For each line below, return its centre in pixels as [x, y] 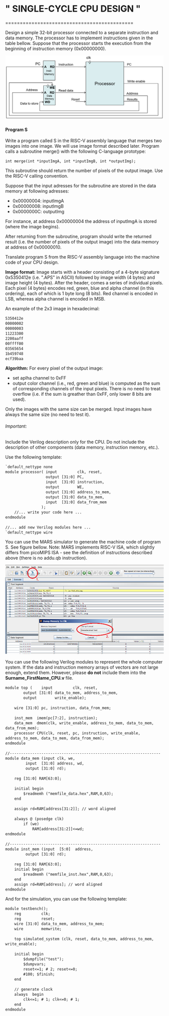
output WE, [65, 487]
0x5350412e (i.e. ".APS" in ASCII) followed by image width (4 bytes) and [80, 277]
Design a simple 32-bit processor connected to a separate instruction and [82, 32]
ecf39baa [14, 359]
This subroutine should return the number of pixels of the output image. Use [84, 171]
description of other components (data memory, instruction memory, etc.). [82, 447]
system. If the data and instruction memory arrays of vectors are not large [82, 667]
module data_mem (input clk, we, [40, 758]
